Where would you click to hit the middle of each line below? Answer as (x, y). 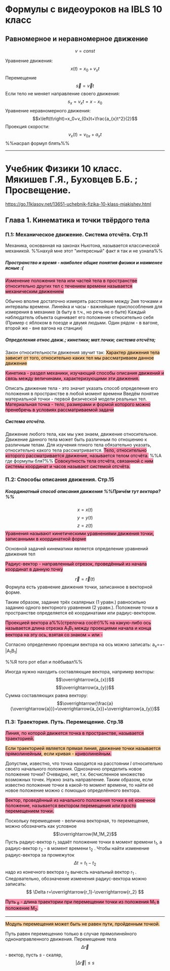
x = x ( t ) (85, 509)
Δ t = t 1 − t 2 (85, 863)
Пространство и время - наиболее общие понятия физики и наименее (84, 262)
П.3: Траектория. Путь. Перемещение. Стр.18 (65, 722)
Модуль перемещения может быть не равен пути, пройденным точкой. (83, 924)
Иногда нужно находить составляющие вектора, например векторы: (80, 672)
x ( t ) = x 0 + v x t (85, 69)
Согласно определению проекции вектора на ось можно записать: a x (81, 645)
